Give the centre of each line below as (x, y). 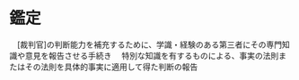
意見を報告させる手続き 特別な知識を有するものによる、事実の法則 (152, 55)
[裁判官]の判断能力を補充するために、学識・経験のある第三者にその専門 (149, 44)
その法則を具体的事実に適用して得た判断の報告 (111, 67)
